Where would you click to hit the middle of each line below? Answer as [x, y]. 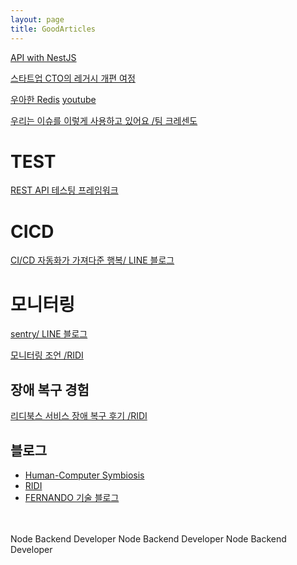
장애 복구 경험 [50, 389]
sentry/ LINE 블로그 [49, 334]
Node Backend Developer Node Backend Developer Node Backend [148, 538]
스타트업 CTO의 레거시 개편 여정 [73, 78]
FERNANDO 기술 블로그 [72, 497]
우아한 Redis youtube [53, 99]
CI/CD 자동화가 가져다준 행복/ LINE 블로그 [92, 260]
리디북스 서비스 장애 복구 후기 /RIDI [79, 416]
